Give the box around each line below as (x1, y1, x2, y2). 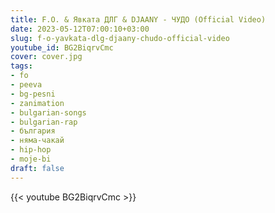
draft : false (10, 163, 65, 173)
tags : (10, 61, 33, 71)
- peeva (10, 80, 43, 90)
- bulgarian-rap (10, 117, 78, 127)
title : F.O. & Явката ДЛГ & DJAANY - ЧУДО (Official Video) (10, 14, 267, 25)
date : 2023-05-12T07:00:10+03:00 (10, 24, 150, 34)
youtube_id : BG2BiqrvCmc (10, 42, 114, 53)
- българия (10, 126, 56, 136)
